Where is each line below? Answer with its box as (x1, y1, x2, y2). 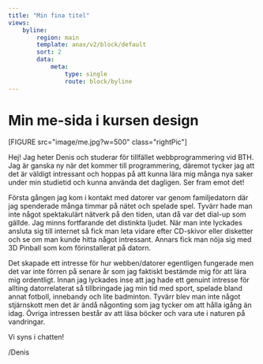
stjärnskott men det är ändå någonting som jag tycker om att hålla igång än (8, 300, 252, 310)
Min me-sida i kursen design (8, 111, 199, 129)
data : (36, 56, 55, 64)
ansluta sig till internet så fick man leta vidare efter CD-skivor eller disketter (8, 226, 254, 236)
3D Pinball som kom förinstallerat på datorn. (8, 243, 152, 253)
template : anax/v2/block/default (36, 41, 147, 49)
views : (8, 19, 30, 27)
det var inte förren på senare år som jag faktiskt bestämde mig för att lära (8, 267, 247, 277)
